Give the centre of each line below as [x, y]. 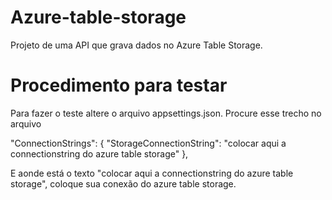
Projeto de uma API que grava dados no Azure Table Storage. [136, 45]
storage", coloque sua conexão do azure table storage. [123, 183]
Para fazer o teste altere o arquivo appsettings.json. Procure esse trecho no [166, 113]
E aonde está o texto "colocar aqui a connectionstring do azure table [152, 173]
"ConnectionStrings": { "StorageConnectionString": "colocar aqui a [148, 143]
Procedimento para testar [119, 85]
